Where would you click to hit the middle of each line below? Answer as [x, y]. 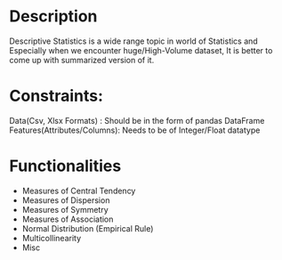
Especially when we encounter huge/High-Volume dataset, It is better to [141, 50]
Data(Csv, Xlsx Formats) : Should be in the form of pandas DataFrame [137, 120]
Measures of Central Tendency [79, 191]
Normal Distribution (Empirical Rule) [88, 228]
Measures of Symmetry [65, 209]
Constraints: [56, 96]
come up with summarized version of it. [82, 60]
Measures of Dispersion [66, 200]
